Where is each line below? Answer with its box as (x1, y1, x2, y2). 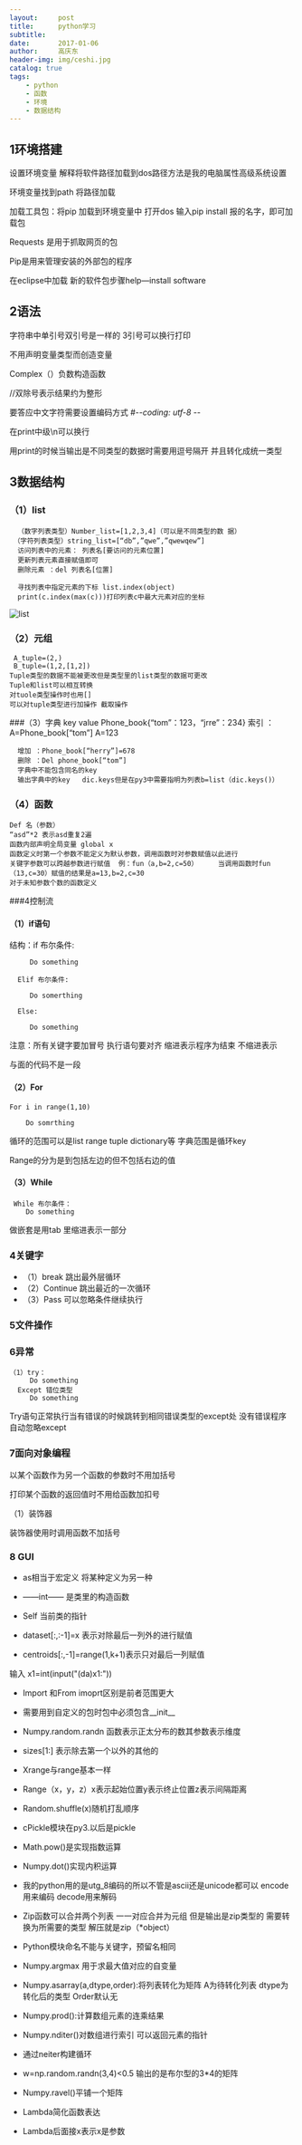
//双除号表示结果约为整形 (9, 387, 103, 399)
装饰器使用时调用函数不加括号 (9, 1527, 120, 1538)
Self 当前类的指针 (22, 1610, 88, 1621)
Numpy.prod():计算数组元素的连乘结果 (22, 2010, 165, 2021)
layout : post (9, 13, 75, 23)
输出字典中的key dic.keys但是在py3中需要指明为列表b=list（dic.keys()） (17, 775, 279, 784)
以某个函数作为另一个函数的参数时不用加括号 (9, 1469, 176, 1480)
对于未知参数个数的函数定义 (9, 879, 98, 888)
